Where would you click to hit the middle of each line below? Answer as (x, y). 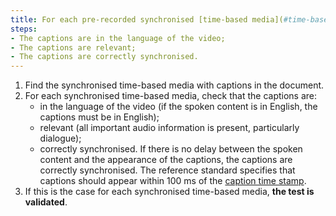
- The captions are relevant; (73, 47)
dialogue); (60, 138)
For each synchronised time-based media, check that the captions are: (171, 96)
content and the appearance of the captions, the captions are (166, 160)
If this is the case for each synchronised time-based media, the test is (169, 192)
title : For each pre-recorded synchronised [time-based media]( (147, 19)
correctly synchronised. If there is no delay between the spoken (171, 149)
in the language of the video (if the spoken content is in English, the (178, 107)
